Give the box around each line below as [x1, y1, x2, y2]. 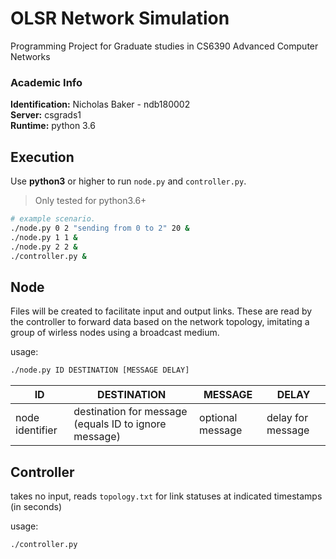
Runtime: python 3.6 [10, 120, 96, 132]
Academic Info [10, 75, 83, 89]
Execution [10, 148, 75, 166]
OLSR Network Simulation [10, 7, 230, 30]
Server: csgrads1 [10, 109, 82, 121]
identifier [15, 423, 58, 437]
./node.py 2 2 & [10, 242, 78, 252]
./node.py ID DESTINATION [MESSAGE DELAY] [10, 365, 190, 376]
